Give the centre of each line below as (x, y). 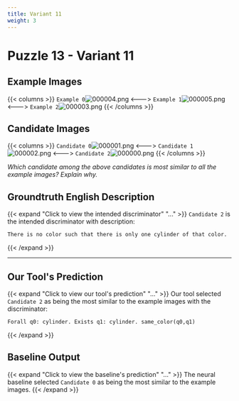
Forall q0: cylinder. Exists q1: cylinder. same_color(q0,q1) (101, 322)
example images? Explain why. (53, 175)
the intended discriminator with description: (71, 221)
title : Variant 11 (34, 14)
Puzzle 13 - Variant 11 (71, 56)
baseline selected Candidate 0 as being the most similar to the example (112, 382)
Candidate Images (49, 128)
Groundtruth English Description (81, 197)
